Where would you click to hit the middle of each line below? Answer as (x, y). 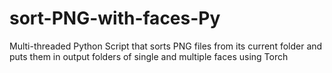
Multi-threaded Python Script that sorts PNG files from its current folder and (166, 46)
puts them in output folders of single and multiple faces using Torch (149, 56)
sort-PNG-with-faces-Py (115, 18)
